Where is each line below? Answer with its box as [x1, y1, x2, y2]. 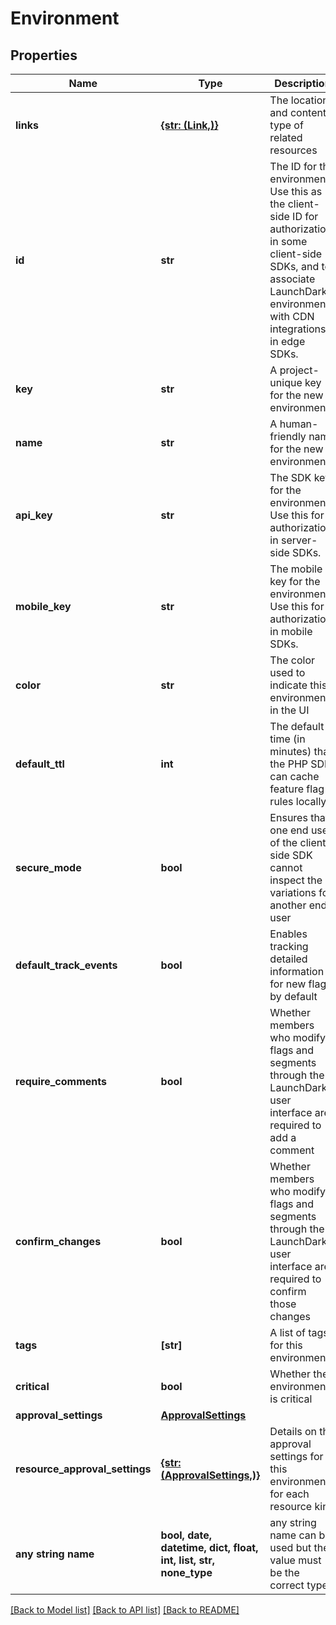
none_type [160, 1566, 213, 1579]
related [269, 131, 303, 144]
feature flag [269, 782, 325, 796]
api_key [15, 508, 53, 522]
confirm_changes [15, 1235, 102, 1248]
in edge [269, 335, 306, 348]
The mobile [269, 562, 323, 576]
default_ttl [15, 757, 65, 771]
